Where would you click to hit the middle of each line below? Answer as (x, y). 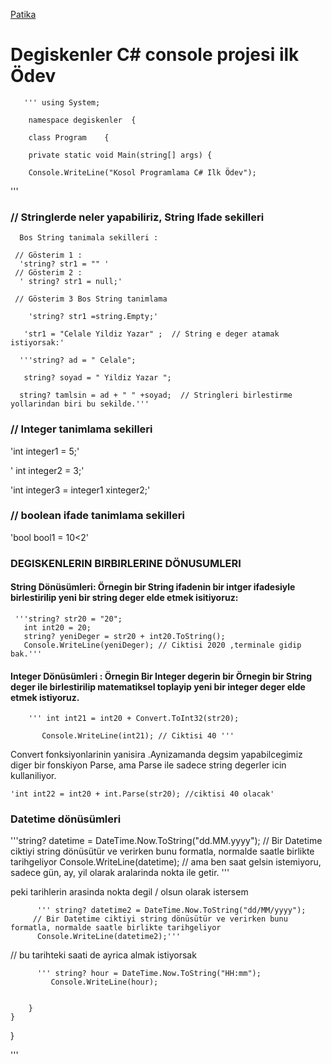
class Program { (69, 137)
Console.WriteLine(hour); (104, 982)
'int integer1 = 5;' (45, 451)
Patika (23, 14)
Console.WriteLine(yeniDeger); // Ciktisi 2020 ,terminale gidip (162, 645)
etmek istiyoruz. (45, 697)
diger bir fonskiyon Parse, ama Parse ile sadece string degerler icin (148, 765)
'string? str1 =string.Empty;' (93, 317)
